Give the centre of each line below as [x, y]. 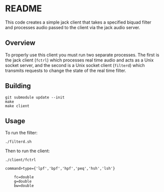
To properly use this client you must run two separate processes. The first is [82, 55]
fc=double [24, 177]
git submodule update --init [35, 97]
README [24, 9]
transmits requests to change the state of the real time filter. [66, 70]
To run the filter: [21, 133]
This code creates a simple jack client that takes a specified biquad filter [78, 22]
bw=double [24, 186]
